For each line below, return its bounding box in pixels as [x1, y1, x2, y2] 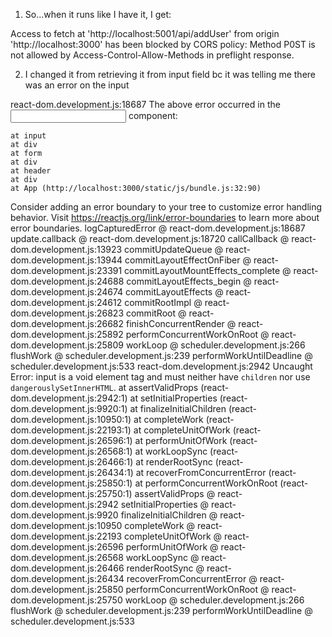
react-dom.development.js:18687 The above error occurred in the [10, 99, 281, 110]
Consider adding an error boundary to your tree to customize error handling [10, 201, 323, 213]
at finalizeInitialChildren [129, 403, 227, 414]
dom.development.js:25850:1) [10, 477, 133, 489]
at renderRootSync [135, 456, 213, 468]
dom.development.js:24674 [10, 286, 124, 298]
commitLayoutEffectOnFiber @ [124, 254, 252, 266]
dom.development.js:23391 [10, 265, 123, 276]
